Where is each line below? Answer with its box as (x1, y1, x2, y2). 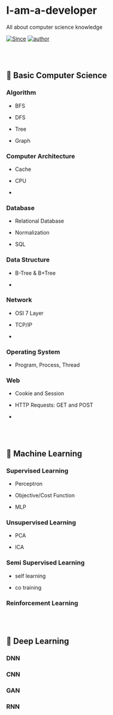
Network (6, 296, 32, 304)
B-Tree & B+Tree (14, 269, 56, 277)
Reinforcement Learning (6, 599, 79, 607)
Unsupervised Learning (6, 518, 77, 527)
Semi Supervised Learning (6, 558, 85, 567)
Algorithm (6, 88, 36, 97)
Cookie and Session (14, 390, 65, 397)
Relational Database (14, 217, 65, 225)
